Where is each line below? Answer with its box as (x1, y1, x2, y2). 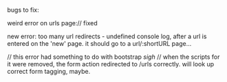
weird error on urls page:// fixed (7, 19, 98, 27)
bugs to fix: (7, 6, 39, 14)
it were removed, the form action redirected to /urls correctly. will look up (7, 60, 215, 68)
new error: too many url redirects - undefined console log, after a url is (7, 32, 207, 40)
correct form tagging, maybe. (7, 68, 91, 75)
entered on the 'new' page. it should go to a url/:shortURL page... (7, 40, 192, 47)
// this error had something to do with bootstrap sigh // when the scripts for (7, 53, 220, 61)
